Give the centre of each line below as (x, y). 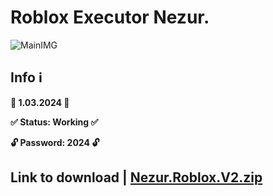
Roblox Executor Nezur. (110, 17)
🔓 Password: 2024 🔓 (55, 142)
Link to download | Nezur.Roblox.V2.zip (136, 177)
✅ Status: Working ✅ (54, 122)
